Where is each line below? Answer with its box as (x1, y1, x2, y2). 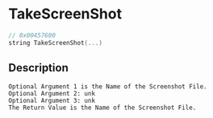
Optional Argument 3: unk (8, 96, 95, 104)
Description (8, 61, 69, 75)
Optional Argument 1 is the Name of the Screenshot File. (8, 82, 207, 91)
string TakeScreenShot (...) (8, 39, 103, 47)
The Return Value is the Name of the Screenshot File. (8, 104, 197, 112)
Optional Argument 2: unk (8, 89, 95, 97)
